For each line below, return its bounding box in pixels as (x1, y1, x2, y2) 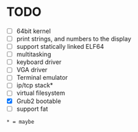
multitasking (16, 50, 51, 58)
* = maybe (6, 118, 35, 125)
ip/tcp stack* (16, 81, 54, 89)
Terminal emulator (16, 74, 68, 82)
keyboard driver (16, 58, 62, 66)
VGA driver (16, 66, 48, 74)
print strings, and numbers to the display (16, 35, 132, 43)
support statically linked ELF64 (16, 43, 104, 51)
